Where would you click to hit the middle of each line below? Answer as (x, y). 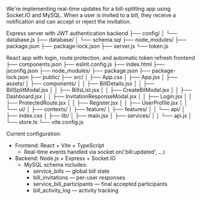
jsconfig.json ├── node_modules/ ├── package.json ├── (79, 71)
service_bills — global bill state (71, 171)
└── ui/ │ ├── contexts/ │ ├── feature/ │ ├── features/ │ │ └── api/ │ (96, 109)
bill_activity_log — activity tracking (76, 190)
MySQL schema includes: (56, 165)
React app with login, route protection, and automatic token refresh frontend (101, 58)
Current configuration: (34, 134)
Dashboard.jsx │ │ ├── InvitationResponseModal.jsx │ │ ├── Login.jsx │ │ (99, 96)
